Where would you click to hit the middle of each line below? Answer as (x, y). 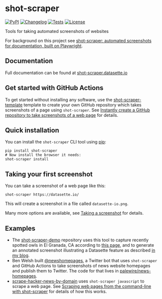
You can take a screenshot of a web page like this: (55, 186)
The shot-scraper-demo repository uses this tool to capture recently (80, 240)
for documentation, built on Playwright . (44, 46)
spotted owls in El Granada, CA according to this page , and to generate (83, 245)
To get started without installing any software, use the (59, 99)
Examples (20, 228)
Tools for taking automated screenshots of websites (57, 31)
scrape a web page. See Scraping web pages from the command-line (81, 286)
